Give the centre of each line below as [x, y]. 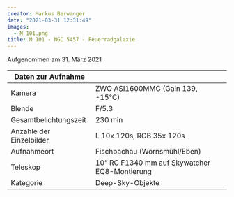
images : [18, 27]
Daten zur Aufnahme [50, 77]
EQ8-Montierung [123, 172]
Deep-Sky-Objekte [127, 183]
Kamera [24, 93]
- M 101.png [31, 33]
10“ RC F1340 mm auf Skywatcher [153, 163]
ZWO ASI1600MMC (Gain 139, [146, 89]
